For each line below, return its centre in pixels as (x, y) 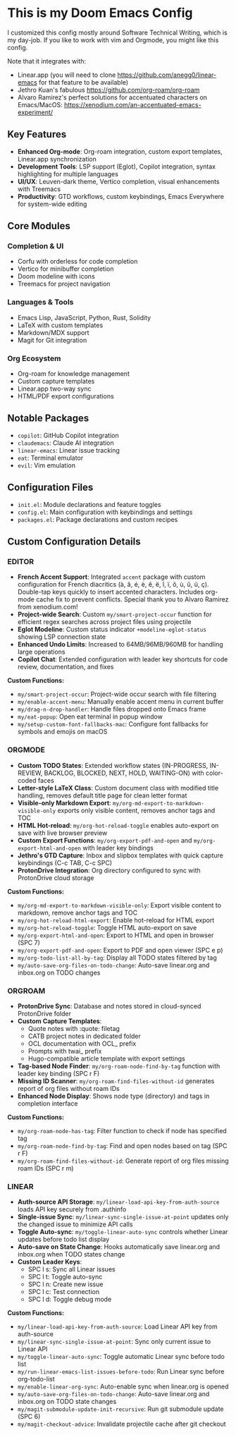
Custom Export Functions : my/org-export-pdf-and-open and (105, 840)
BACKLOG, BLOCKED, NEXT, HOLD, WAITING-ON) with (124, 773)
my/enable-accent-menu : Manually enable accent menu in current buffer (120, 702)
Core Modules (39, 226)
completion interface (48, 1103)
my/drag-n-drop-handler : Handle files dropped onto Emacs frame (112, 709)
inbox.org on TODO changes (59, 972)
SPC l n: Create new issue (66, 1284)
